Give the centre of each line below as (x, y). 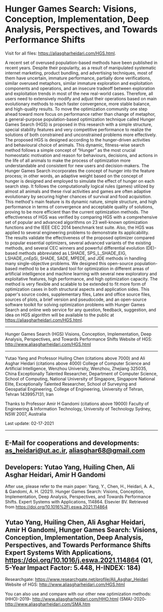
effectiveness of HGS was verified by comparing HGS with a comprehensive (81, 217)
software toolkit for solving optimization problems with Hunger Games (75, 304)
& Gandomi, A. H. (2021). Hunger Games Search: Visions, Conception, (75, 492)
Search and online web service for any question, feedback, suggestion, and (81, 310)
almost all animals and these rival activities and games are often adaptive (78, 191)
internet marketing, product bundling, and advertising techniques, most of (79, 73)
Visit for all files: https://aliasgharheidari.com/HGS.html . (61, 53)
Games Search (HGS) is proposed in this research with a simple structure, (79, 124)
